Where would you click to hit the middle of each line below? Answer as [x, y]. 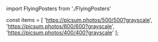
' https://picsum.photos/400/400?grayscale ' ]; [63, 33]
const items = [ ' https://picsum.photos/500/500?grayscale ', [79, 20]
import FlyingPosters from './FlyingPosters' [59, 9]
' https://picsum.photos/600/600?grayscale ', [61, 26]
